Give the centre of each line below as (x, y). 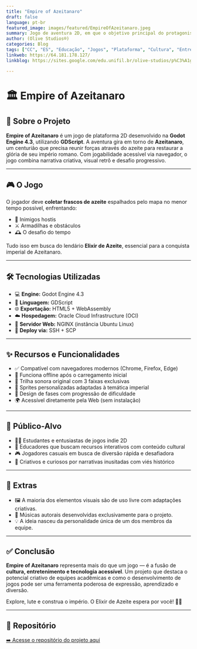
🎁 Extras (21, 486)
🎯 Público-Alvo (34, 426)
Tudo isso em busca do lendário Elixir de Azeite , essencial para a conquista (98, 246)
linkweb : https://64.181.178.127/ (48, 55)
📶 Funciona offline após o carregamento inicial (71, 375)
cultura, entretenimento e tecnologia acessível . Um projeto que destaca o (97, 572)
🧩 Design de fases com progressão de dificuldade (75, 394)
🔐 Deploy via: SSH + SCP (45, 330)
